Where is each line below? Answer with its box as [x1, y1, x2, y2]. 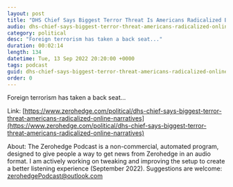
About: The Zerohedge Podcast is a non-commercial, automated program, [7, 143, 219, 151]
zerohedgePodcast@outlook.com [7, 172, 103, 180]
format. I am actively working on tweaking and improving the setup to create [7, 157, 225, 166]
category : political [7, 29, 67, 37]
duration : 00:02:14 [7, 42, 64, 49]
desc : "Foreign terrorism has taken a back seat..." [7, 36, 163, 43]
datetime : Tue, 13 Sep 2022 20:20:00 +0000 [7, 55, 135, 62]
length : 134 [7, 49, 42, 56]
